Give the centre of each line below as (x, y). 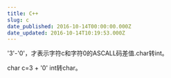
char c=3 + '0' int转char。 (44, 68)
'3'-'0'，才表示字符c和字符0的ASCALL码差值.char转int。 (88, 53)
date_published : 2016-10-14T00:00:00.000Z (69, 26)
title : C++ (23, 13)
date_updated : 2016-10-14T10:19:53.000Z (66, 33)
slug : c (18, 20)
